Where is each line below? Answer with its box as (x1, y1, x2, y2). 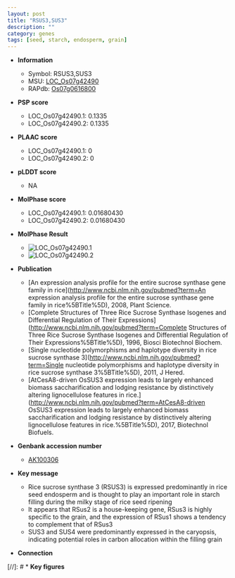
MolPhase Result (17, 230, 68, 238)
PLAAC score (17, 133, 58, 142)
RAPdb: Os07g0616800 (27, 85, 96, 93)
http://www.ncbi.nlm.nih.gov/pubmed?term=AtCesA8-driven (30, 398, 205, 407)
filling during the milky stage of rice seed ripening (27, 498, 172, 506)
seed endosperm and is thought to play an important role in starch (27, 491, 220, 499)
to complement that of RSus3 (27, 520, 113, 529)
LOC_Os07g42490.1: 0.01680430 (27, 209, 124, 217)
